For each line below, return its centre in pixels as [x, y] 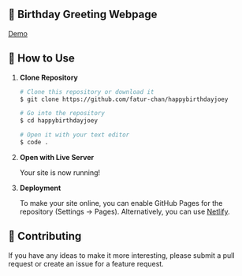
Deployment [40, 188]
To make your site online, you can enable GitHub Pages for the [121, 203]
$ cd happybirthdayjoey [59, 121]
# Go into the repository [62, 114]
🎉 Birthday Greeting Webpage [83, 15]
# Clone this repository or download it [87, 91]
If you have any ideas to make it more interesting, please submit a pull [121, 255]
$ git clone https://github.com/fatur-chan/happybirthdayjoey [124, 99]
